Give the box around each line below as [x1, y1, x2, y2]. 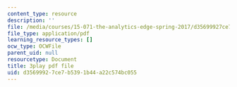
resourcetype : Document [7, 56, 78, 63]
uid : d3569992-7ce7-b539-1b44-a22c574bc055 [7, 69, 138, 76]
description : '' [7, 17, 55, 24]
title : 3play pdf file [7, 62, 74, 69]
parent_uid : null [7, 50, 59, 57]
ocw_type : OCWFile [7, 43, 61, 50]
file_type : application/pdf [7, 29, 90, 37]
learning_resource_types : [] [7, 36, 93, 43]
